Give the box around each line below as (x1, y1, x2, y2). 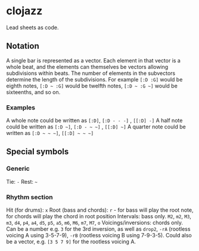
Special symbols (6, 147, 69, 157)
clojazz (6, 4, 43, 18)
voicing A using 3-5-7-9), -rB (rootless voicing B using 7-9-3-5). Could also (6, 232, 192, 239)
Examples (6, 103, 36, 111)
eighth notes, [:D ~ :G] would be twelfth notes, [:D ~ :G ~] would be (6, 82, 178, 89)
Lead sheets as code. (6, 24, 59, 31)
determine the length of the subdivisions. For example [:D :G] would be (6, 76, 183, 83)
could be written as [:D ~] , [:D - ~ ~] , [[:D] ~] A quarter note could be (6, 123, 186, 130)
